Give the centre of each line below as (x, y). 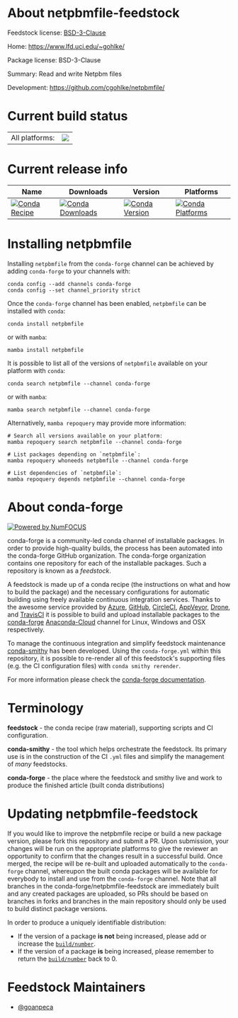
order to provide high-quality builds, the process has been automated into (115, 548)
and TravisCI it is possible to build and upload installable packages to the (114, 614)
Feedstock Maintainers (76, 987)
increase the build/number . (57, 944)
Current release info (68, 170)
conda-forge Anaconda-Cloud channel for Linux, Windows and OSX (107, 622)
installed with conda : (36, 311)
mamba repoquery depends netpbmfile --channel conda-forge (96, 479)
